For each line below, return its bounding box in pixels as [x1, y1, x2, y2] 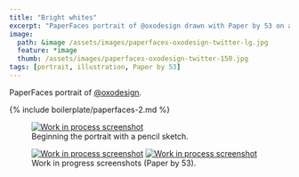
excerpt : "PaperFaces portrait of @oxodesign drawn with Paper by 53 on [9, 21, 285, 30]
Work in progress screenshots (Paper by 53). [31, 157, 197, 168]
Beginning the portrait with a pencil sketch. [31, 131, 189, 141]
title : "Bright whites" [9, 12, 98, 22]
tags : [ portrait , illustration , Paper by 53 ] [9, 63, 181, 72]
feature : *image [17, 46, 77, 55]
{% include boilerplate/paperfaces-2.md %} [9, 104, 171, 115]
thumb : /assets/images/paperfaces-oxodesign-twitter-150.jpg [17, 54, 249, 63]
